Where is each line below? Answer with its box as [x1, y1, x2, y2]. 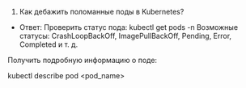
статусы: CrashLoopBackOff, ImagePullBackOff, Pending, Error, [19, 31, 232, 40]
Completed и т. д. [19, 40, 78, 49]
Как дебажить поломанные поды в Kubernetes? [19, 7, 184, 16]
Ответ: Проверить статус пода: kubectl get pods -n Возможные [19, 23, 239, 31]
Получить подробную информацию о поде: [7, 56, 158, 65]
